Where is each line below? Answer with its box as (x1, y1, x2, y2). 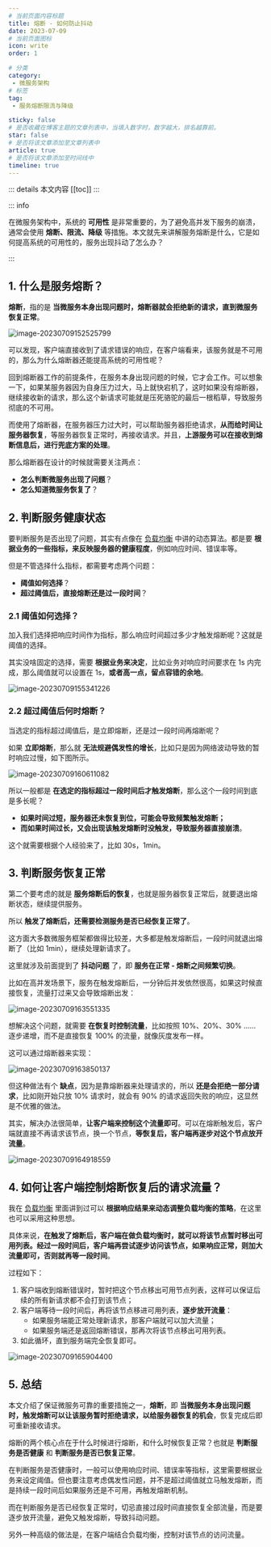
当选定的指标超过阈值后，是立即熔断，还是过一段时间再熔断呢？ (8, 725, 220, 735)
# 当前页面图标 (8, 34, 52, 43)
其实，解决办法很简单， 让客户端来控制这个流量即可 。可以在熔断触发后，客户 (8, 1118, 263, 1128)
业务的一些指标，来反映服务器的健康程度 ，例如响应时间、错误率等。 (15, 543, 242, 553)
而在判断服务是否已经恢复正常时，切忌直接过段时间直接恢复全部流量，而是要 (8, 1503, 263, 1512)
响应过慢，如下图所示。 (15, 753, 94, 763)
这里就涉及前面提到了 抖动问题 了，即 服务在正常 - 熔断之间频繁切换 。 (8, 961, 240, 970)
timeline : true (8, 161, 60, 170)
